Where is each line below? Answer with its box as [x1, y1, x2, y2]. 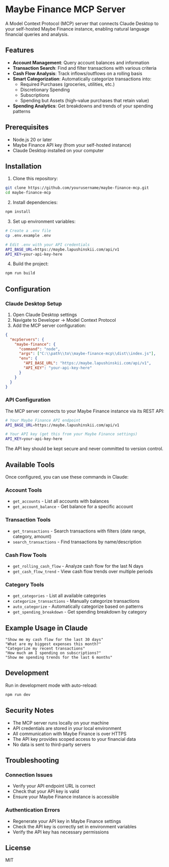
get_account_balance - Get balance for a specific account [12, 504, 133, 510]
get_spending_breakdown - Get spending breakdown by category [12, 609, 147, 615]
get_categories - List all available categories [12, 593, 106, 599]
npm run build [5, 271, 36, 276]
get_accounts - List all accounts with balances [12, 498, 109, 505]
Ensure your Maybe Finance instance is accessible [12, 794, 119, 800]
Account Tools [5, 486, 42, 493]
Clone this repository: [12, 176, 58, 182]
